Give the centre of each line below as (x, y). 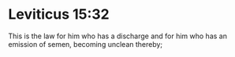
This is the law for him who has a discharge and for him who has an (117, 36)
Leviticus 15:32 (59, 14)
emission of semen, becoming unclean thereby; (86, 44)
